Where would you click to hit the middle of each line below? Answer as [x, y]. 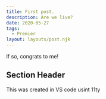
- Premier [24, 34]
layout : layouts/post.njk [38, 39]
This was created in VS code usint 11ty [53, 89]
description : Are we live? [40, 17]
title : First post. [30, 12]
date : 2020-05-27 [28, 23]
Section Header [36, 75]
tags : [13, 28]
